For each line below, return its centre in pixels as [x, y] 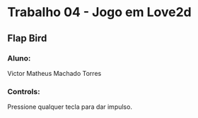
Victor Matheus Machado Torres [54, 73]
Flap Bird [27, 38]
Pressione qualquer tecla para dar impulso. [70, 107]
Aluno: [19, 58]
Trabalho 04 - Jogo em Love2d [100, 12]
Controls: [24, 91]
